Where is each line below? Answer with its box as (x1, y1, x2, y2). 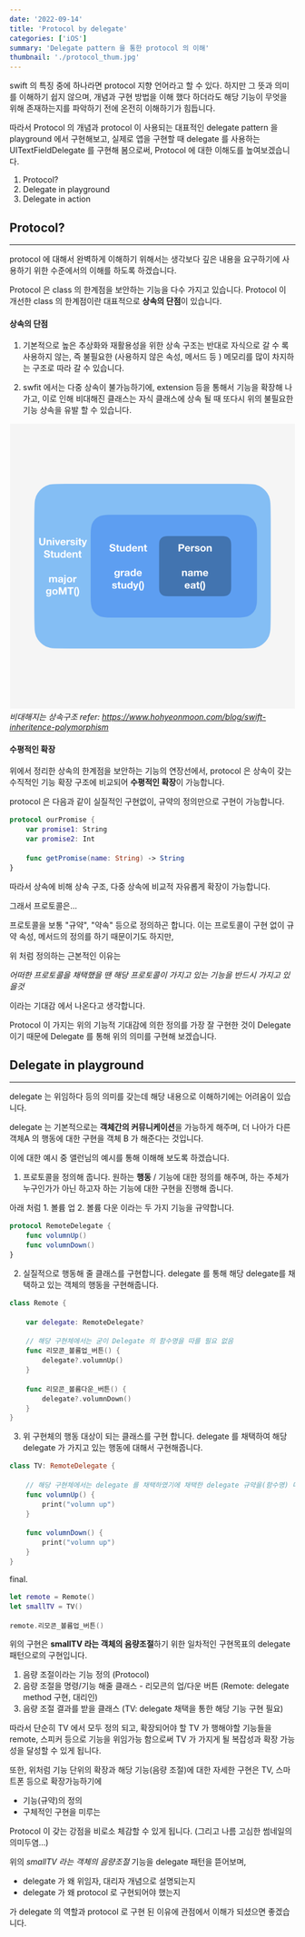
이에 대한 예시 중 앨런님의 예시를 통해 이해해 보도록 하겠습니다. (9, 1153, 230, 1164)
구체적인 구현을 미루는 (22, 1806, 102, 1817)
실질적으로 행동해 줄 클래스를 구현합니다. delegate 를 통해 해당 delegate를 (22, 1267, 287, 1279)
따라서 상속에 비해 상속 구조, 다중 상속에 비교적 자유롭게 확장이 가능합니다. (9, 880, 271, 891)
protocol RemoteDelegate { (9, 1222, 112, 1231)
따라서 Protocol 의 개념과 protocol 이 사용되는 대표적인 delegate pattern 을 (9, 123, 279, 133)
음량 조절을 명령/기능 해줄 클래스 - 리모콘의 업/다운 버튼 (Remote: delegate (22, 1680, 290, 1692)
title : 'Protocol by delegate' (9, 24, 128, 34)
